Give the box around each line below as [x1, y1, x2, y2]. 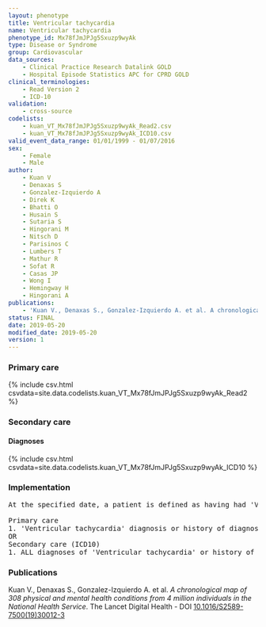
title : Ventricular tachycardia [8, 19, 115, 27]
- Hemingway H [22, 285, 69, 292]
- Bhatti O [22, 203, 59, 211]
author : [8, 166, 34, 174]
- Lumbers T [22, 247, 62, 255]
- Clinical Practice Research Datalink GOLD [22, 63, 172, 71]
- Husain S [22, 211, 59, 219]
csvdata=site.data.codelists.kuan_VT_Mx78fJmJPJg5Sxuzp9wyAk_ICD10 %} [8, 462, 258, 472]
